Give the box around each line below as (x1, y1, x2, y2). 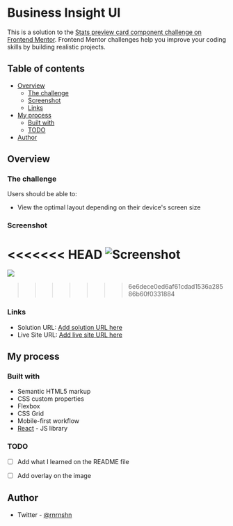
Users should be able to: (7, 190, 78, 198)
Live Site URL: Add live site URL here (17, 330, 123, 339)
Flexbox (17, 402, 40, 411)
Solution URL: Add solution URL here (17, 323, 123, 331)
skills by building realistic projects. (7, 42, 106, 51)
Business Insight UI (7, 5, 121, 21)
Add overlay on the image (17, 471, 92, 479)
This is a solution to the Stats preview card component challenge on (7, 28, 202, 36)
